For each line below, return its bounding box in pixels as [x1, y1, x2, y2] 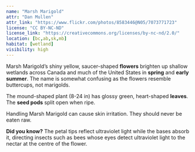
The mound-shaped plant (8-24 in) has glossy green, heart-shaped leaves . [6, 92, 189, 99]
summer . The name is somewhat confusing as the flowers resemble [6, 75, 172, 82]
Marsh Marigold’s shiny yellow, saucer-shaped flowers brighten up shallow [6, 63, 188, 70]
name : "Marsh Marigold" [6, 8, 65, 15]
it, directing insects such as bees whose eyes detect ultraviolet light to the [6, 134, 186, 141]
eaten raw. [6, 116, 32, 123]
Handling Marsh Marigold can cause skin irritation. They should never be [6, 110, 182, 117]
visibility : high [6, 47, 49, 53]
